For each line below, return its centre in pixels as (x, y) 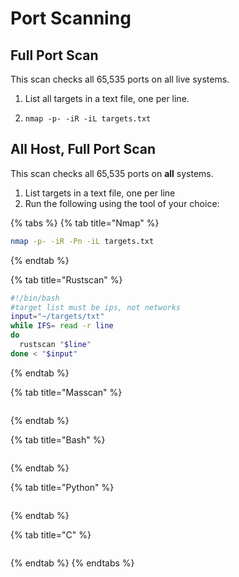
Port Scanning (71, 18)
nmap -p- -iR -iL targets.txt (88, 119)
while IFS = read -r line (62, 326)
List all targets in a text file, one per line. (107, 98)
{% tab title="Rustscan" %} (66, 279)
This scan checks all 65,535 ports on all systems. (112, 173)
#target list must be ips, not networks (96, 307)
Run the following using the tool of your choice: (122, 203)
